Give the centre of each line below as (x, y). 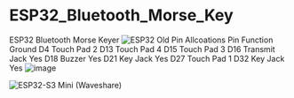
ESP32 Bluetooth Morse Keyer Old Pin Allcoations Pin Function (141, 40)
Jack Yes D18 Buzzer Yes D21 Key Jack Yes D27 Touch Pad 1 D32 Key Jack (147, 58)
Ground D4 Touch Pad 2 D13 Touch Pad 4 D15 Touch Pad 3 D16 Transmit (142, 49)
